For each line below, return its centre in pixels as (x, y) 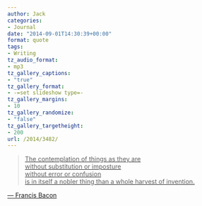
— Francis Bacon (32, 195)
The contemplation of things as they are (83, 159)
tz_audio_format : (33, 60)
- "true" (20, 80)
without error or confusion (63, 174)
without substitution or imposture (73, 166)
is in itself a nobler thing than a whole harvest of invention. (110, 182)
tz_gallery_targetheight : (45, 126)
